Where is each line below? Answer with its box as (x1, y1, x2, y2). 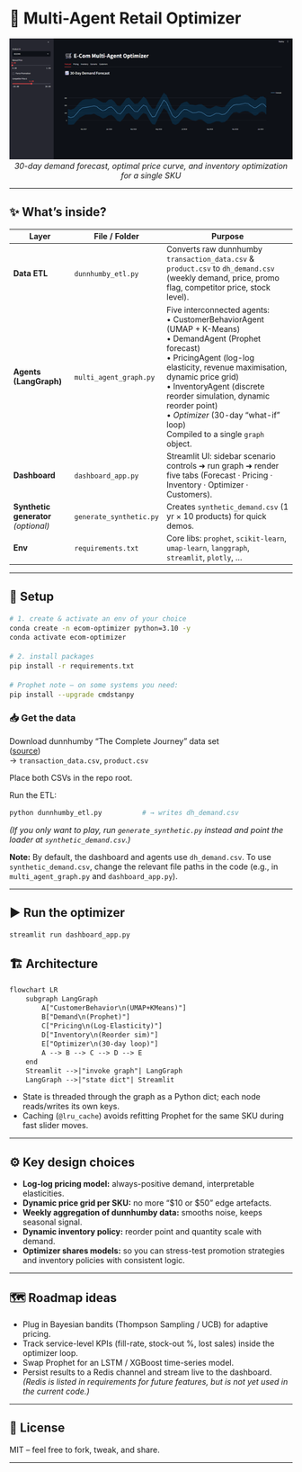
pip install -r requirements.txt (9, 661, 135, 671)
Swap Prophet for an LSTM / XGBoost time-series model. (22, 1357, 235, 1368)
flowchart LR (9, 985, 58, 995)
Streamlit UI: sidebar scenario (165, 450, 276, 462)
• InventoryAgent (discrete (165, 381, 265, 391)
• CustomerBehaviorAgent (165, 314, 264, 325)
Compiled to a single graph (165, 428, 265, 439)
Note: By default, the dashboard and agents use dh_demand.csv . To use (9, 851, 271, 862)
